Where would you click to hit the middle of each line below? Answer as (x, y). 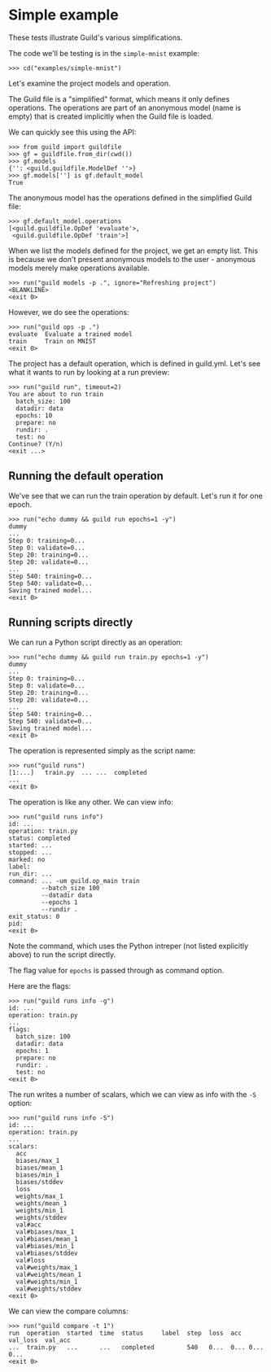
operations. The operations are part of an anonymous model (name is (125, 107)
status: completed (39, 838)
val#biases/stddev (47, 1253)
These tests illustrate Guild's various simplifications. (96, 37)
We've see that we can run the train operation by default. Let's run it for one (135, 496)
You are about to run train (56, 394)
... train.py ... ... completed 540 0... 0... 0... (136, 1347)
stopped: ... (31, 852)
